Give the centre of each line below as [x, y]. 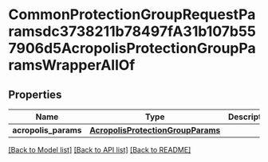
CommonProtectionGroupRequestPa [132, 15]
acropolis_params [47, 130]
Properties [35, 94]
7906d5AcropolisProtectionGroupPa [132, 48]
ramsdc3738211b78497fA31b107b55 [132, 31]
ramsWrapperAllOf [72, 66]
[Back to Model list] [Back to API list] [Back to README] [100, 150]
